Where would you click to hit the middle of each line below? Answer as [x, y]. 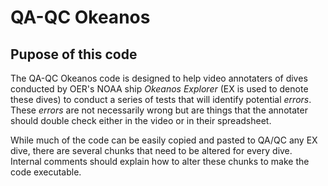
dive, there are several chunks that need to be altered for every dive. [151, 150]
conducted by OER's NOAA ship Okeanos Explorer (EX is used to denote [159, 89]
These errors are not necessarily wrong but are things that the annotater [159, 110]
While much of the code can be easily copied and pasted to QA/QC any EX [164, 140]
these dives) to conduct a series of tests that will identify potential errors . [161, 99]
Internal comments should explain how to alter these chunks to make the [160, 161]
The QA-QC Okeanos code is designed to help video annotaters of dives [159, 78]
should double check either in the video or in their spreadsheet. [141, 120]
